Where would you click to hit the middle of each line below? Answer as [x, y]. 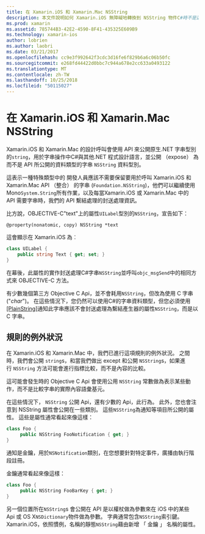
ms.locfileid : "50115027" [39, 86]
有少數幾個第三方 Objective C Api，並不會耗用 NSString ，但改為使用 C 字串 [100, 293]
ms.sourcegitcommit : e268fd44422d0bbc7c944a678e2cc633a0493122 [88, 63]
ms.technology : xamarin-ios [42, 35]
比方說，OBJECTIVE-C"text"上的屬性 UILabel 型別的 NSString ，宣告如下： [98, 213]
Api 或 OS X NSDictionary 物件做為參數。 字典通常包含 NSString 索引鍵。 [95, 516]
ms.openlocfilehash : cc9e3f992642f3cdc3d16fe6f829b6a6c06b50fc [88, 57]
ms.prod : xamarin [28, 23]
